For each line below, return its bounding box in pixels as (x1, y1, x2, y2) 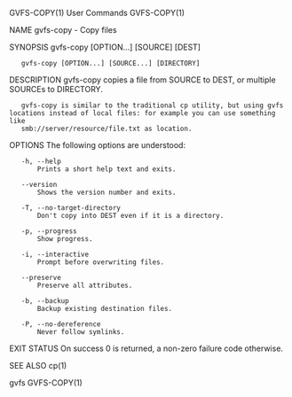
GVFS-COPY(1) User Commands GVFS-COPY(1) (9, 8, 185, 18)
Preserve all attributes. (36, 281, 133, 290)
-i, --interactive (20, 250, 90, 259)
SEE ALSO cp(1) (9, 361, 67, 370)
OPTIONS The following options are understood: (9, 140, 186, 150)
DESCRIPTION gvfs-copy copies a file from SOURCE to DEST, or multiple (9, 74, 277, 85)
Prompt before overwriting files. (36, 258, 165, 267)
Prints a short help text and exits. (36, 165, 177, 174)
